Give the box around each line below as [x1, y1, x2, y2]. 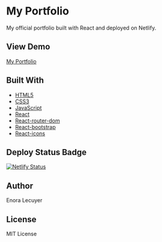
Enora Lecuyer [6, 197, 43, 204]
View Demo [6, 42, 51, 52]
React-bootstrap [14, 123, 56, 130]
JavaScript [14, 104, 42, 111]
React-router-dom [14, 116, 60, 124]
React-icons [14, 130, 45, 137]
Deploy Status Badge [6, 147, 87, 158]
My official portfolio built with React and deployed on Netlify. [6, 24, 157, 31]
